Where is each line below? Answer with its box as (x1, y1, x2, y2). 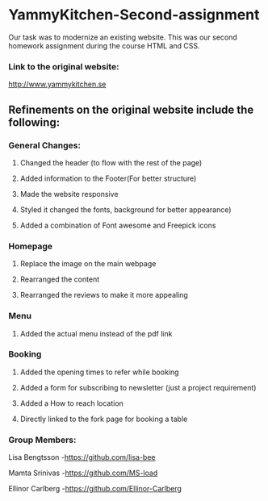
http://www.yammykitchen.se (8, 79, 107, 90)
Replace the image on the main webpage (19, 259, 157, 269)
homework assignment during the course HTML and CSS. (8, 40, 200, 50)
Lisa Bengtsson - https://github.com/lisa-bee (8, 453, 156, 462)
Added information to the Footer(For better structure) (19, 173, 197, 183)
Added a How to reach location (19, 398, 124, 408)
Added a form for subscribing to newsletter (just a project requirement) (19, 382, 257, 392)
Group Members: (8, 434, 77, 445)
